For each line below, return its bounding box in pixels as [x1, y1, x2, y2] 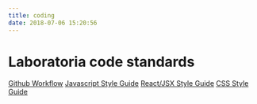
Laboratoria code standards [8, 53, 195, 71]
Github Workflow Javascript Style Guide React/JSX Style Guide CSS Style [8, 79, 249, 88]
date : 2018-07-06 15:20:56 [8, 19, 98, 27]
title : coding [8, 11, 56, 20]
